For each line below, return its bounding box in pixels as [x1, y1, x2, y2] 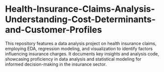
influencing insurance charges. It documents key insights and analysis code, [5, 50, 159, 57]
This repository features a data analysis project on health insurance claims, [5, 40, 157, 46]
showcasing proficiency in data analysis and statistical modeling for [5, 56, 142, 62]
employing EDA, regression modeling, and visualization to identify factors [5, 46, 153, 51]
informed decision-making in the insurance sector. [5, 61, 107, 67]
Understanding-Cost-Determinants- [5, 14, 156, 25]
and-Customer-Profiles [5, 24, 102, 35]
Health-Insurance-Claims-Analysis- [5, 3, 155, 15]
